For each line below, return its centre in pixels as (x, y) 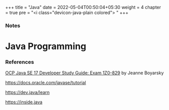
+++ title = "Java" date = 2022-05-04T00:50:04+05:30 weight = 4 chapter (83, 7)
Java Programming (46, 46)
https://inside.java (24, 102)
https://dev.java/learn (27, 92)
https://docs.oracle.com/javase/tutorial (46, 83)
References (20, 62)
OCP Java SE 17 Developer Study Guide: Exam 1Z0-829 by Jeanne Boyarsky (84, 73)
